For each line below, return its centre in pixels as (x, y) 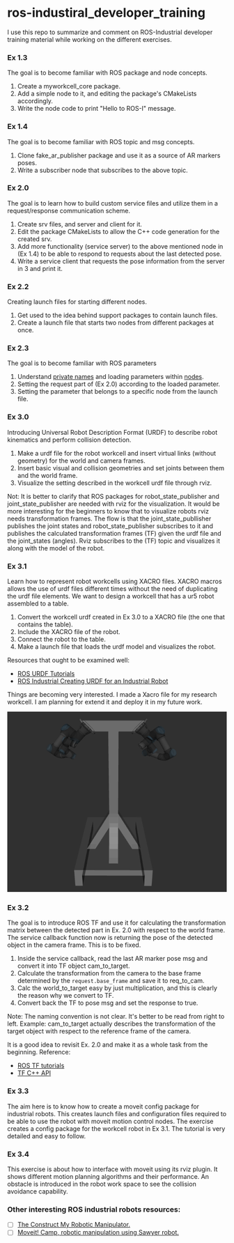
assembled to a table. (38, 603)
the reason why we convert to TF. (65, 996)
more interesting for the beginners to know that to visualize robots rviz (108, 511)
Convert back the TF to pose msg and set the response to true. (108, 1003)
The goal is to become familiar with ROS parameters (82, 363)
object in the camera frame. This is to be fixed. (74, 945)
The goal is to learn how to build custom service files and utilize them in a (112, 203)
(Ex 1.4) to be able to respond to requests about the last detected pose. (119, 254)
